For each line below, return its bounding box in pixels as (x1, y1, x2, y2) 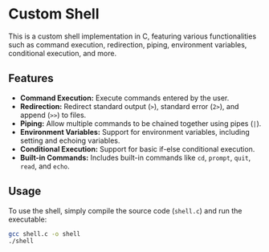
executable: (8, 214, 47, 224)
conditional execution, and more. (8, 48, 117, 58)
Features (8, 71, 54, 85)
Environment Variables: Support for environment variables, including (19, 127, 251, 136)
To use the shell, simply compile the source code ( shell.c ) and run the (8, 205, 243, 215)
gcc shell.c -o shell (8, 230, 81, 238)
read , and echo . (19, 161, 70, 171)
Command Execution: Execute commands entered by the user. (19, 93, 230, 103)
